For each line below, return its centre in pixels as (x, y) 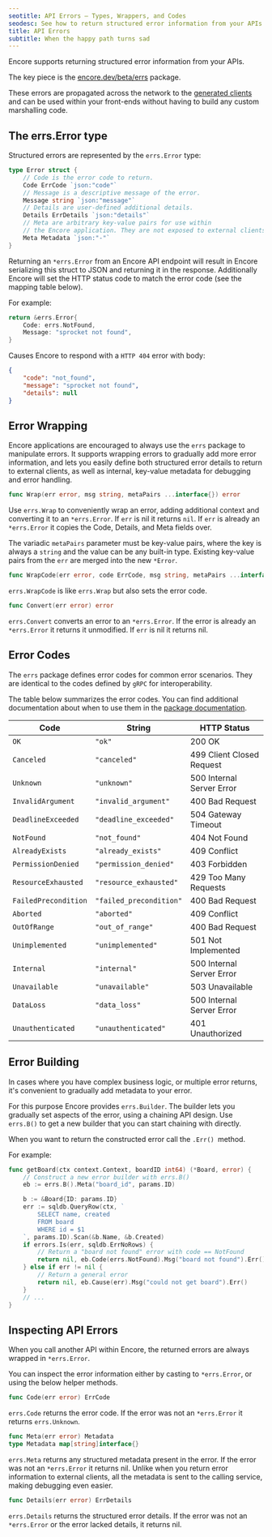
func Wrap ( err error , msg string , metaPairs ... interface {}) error (125, 495)
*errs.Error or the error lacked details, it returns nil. (95, 1524)
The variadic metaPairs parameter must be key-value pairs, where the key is (135, 543)
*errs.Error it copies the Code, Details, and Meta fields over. (110, 527)
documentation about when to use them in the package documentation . (128, 707)
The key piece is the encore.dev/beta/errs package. (95, 77)
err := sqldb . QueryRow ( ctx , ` (74, 1207)
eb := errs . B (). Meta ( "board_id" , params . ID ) (99, 1185)
